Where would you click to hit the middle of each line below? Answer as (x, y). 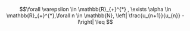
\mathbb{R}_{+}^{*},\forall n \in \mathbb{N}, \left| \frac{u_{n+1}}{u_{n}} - (95, 15)
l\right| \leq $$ (95, 22)
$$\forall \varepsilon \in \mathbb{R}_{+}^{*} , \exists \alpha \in (95, 9)
